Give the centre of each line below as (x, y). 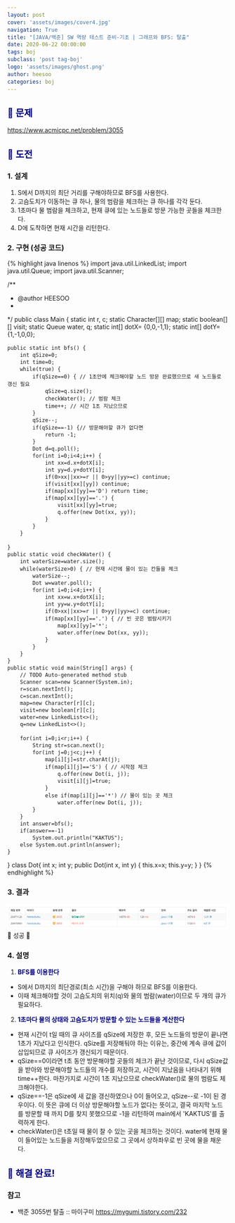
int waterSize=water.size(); (62, 562)
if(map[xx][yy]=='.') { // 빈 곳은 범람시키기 (108, 619)
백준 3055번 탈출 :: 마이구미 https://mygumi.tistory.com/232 (102, 1212)
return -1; (61, 435)
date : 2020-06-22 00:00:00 (47, 45)
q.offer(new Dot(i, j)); (94, 774)
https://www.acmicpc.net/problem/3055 (66, 130)
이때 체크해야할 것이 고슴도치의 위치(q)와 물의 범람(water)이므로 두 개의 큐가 (122, 996)
